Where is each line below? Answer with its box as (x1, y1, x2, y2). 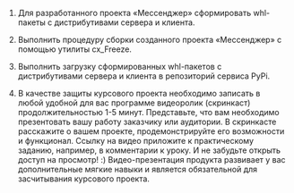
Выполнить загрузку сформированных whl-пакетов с (17, 62, 222, 71)
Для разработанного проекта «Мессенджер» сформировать (17, 8, 252, 18)
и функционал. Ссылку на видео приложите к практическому (17, 136, 254, 146)
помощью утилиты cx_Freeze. (17, 44, 133, 55)
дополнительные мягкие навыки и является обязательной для (17, 164, 258, 174)
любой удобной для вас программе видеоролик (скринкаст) (17, 97, 251, 108)
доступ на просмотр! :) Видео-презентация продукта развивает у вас (17, 155, 286, 164)
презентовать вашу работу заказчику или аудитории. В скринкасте (17, 116, 277, 127)
